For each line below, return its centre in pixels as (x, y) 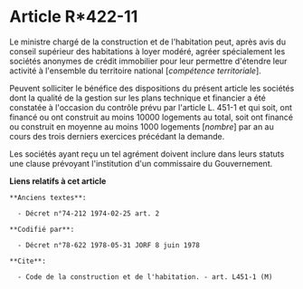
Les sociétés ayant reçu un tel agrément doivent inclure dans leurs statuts (147, 154)
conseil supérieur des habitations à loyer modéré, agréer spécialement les (147, 51)
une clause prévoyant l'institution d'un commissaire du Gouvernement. (141, 163)
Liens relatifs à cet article (58, 181)
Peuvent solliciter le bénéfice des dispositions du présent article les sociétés (152, 88)
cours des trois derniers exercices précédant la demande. (117, 136)
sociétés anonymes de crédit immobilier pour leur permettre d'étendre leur (148, 61)
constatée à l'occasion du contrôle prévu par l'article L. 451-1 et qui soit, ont (151, 107)
